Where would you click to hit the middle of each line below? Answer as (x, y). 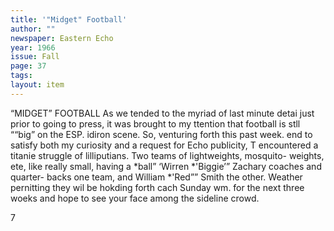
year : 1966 (33, 47)
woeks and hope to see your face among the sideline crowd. (135, 198)
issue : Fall (35, 57)
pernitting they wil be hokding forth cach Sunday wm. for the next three (157, 187)
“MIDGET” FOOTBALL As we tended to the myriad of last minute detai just (162, 113)
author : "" (33, 29)
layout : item (37, 85)
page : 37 (28, 66)
